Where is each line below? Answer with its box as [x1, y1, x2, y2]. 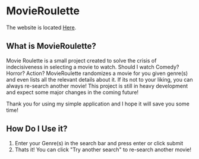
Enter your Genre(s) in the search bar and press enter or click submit [14, 139, 184, 146]
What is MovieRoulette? [6, 41, 96, 51]
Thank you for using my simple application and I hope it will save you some [6, 100, 190, 107]
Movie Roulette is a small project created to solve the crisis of [6, 57, 157, 64]
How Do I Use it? [6, 124, 68, 134]
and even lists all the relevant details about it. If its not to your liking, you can [6, 76, 193, 83]
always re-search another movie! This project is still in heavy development [6, 82, 188, 89]
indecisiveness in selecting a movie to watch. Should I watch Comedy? [6, 63, 179, 70]
